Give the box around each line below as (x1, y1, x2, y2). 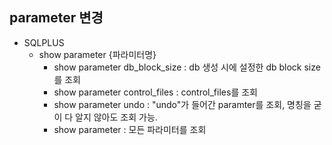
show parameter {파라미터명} (38, 48, 157, 60)
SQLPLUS (23, 36, 65, 48)
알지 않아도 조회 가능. (75, 111, 158, 123)
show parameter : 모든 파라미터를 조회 (53, 123, 207, 135)
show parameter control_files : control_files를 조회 (53, 86, 258, 98)
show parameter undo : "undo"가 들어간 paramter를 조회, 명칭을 (53, 98, 312, 110)
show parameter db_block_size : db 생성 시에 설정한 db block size (53, 61, 321, 73)
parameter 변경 (9, 9, 104, 27)
